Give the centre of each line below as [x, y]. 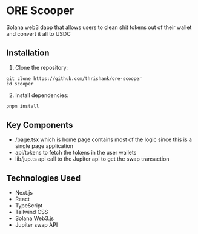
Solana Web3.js [35, 218]
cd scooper [20, 84]
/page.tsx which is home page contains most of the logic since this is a [104, 139]
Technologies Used [43, 178]
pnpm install [23, 106]
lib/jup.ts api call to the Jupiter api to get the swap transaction [92, 159]
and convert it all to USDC [38, 33]
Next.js [24, 193]
